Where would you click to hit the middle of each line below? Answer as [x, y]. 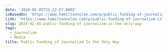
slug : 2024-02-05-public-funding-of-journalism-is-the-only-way [73, 24]
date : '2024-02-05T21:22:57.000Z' [41, 10]
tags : [11, 28]
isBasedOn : [16, 14]
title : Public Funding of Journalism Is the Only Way [62, 42]
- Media [18, 38]
